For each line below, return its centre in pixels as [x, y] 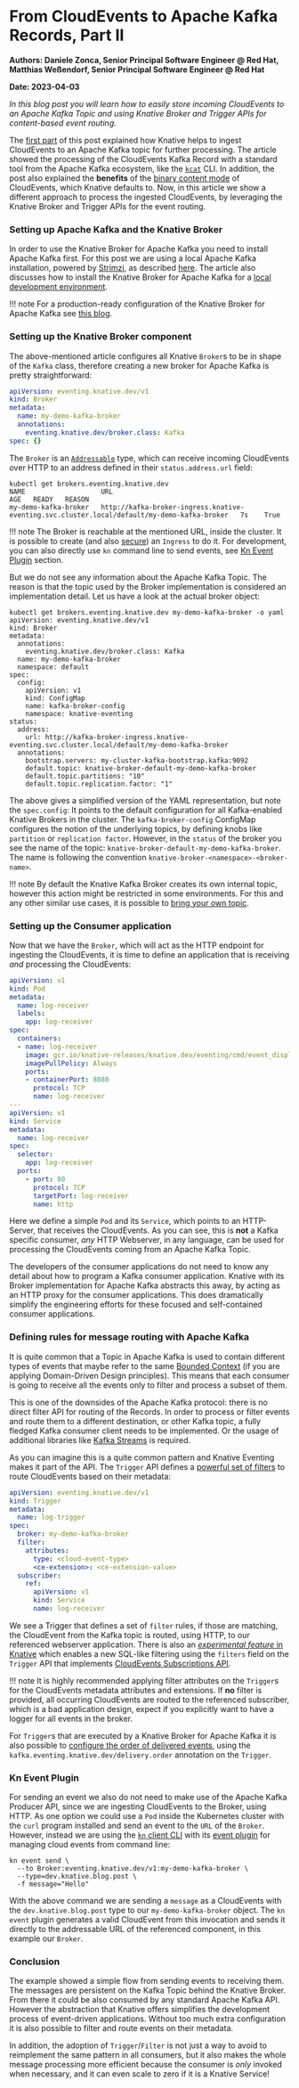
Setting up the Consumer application [90, 926]
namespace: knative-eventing [79, 714]
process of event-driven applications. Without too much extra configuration [148, 2019]
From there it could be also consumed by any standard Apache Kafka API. [145, 2000]
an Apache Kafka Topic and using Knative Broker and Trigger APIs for [138, 113]
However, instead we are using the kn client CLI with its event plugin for [140, 1835]
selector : [35, 1154]
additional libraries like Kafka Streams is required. [100, 1440]
